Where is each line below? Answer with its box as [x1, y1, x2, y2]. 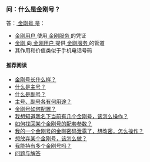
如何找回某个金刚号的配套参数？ [14, 120, 92, 127]
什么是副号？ [14, 90, 46, 98]
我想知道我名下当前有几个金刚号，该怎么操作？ [14, 113, 128, 120]
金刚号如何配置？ [14, 105, 56, 113]
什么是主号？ [14, 83, 46, 90]
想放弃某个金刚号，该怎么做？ [14, 134, 87, 142]
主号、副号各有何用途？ [14, 98, 72, 105]
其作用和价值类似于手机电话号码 [14, 47, 92, 54]
